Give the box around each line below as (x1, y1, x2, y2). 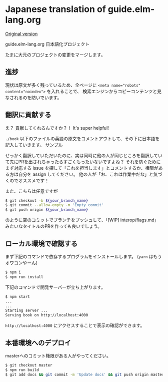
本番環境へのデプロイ (5, 338, 71, 347)
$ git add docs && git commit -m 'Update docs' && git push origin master (5, 372, 164, 377)
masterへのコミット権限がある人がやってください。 (5, 352, 111, 358)
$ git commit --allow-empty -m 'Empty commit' (5, 203, 104, 208)
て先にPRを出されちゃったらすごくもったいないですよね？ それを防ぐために (5, 159, 161, 165)
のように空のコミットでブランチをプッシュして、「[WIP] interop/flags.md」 (5, 217, 159, 223)
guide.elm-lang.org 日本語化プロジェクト (5, 41, 90, 47)
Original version (5, 31, 38, 37)
